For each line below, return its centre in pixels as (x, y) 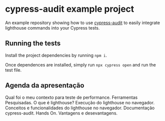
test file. (13, 70)
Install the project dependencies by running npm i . (56, 55)
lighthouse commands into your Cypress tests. (52, 28)
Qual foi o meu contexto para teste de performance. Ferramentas (71, 97)
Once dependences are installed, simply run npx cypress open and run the (81, 64)
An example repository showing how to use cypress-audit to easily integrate (83, 23)
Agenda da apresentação (45, 85)
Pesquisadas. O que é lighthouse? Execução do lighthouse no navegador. (80, 102)
